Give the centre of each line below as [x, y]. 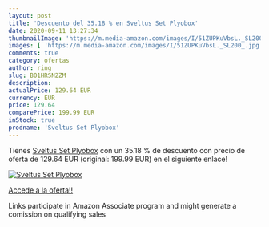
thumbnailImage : [35, 38]
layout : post [30, 16]
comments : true [34, 53]
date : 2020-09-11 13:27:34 [53, 30]
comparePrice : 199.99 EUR [51, 113]
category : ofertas [39, 61]
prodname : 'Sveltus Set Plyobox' [64, 128]
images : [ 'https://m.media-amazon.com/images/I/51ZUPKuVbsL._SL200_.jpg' [136, 46]
